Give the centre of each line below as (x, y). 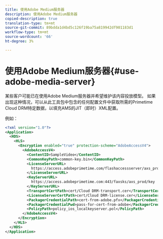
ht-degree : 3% (19, 41)
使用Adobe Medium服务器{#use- (72, 71)
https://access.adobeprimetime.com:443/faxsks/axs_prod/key (93, 182)
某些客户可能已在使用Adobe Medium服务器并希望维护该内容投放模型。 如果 (81, 96)
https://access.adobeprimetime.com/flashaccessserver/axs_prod (96, 168)
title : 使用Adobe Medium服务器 (35, 9)
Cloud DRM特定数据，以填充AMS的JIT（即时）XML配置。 (63, 108)
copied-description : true (31, 18)
